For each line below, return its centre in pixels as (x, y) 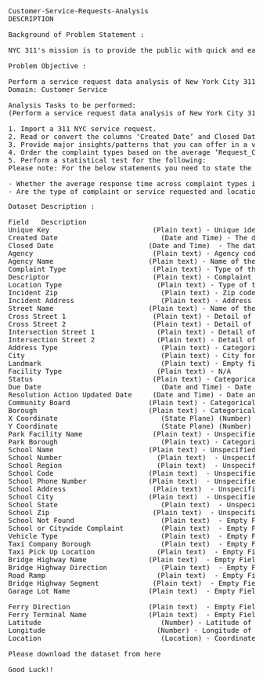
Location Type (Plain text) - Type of (128, 285)
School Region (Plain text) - (113, 465)
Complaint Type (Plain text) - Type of (126, 269)
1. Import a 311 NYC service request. (83, 129)
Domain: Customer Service (58, 90)
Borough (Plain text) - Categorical (132, 410)
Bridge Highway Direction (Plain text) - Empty (128, 567)
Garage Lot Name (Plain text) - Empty (122, 591)
